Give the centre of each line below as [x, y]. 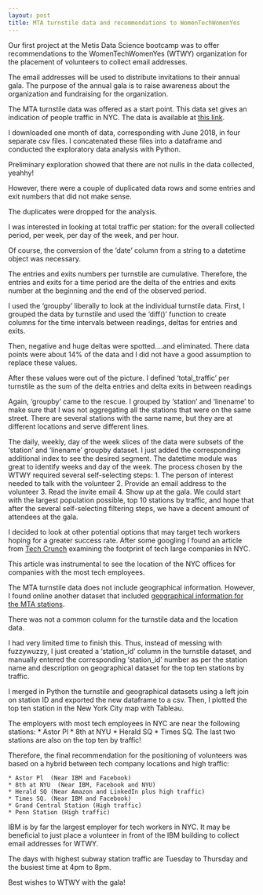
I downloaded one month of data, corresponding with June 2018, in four [124, 132]
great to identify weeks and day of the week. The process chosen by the [126, 466]
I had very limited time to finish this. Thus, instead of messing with [115, 643]
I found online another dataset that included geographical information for [126, 595]
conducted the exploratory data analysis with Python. [95, 149]
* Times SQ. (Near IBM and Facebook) [70, 798]
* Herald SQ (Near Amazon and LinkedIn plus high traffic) [107, 791]
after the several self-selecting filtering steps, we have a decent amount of [129, 508]
